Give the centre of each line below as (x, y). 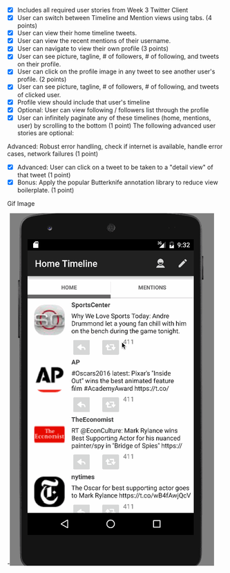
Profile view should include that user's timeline (84, 102)
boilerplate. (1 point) (46, 190)
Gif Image (21, 203)
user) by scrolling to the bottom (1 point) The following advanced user (116, 125)
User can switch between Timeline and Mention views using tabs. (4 (115, 18)
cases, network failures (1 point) (53, 153)
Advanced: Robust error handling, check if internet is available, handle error (115, 146)
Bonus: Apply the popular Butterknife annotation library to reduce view (118, 182)
